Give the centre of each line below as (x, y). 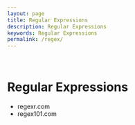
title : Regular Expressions (48, 20)
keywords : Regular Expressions (52, 33)
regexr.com (34, 107)
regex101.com (37, 114)
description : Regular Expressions (57, 26)
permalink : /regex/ (35, 40)
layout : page (26, 14)
